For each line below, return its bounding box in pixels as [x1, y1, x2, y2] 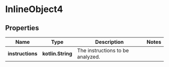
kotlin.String [42, 50, 72, 57]
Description [95, 39, 124, 45]
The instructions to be [77, 47, 129, 54]
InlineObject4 [5, 4, 63, 15]
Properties [5, 24, 39, 32]
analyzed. [77, 53, 101, 60]
